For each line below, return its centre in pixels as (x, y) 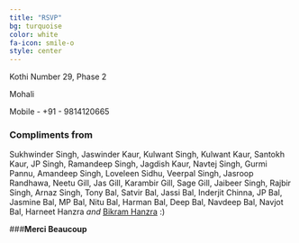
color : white (34, 34)
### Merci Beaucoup (48, 229)
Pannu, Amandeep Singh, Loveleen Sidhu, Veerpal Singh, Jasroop (131, 174)
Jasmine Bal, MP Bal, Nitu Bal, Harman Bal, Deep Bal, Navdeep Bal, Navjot (146, 202)
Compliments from (51, 135)
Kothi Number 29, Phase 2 (58, 76)
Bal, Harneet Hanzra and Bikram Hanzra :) (87, 211)
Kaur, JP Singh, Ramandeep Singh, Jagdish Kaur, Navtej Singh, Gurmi (138, 164)
